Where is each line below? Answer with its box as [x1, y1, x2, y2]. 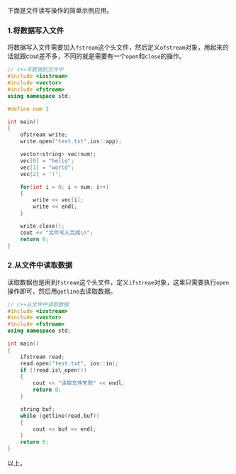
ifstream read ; [20, 353, 65, 360]
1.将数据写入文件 [7, 26, 64, 35]
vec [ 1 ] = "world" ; [20, 164, 74, 171]
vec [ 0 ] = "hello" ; [20, 157, 74, 165]
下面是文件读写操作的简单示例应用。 [7, 6, 113, 14]
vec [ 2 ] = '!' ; [20, 170, 62, 177]
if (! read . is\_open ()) [20, 366, 87, 374]
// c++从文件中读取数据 [7, 301, 69, 308]
